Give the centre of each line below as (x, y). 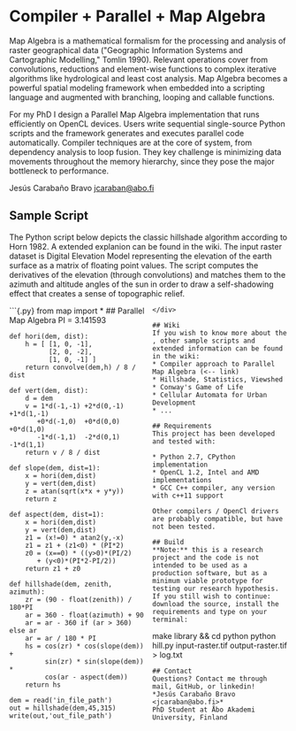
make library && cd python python (214, 635)
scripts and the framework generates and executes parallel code (127, 133)
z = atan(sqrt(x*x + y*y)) (75, 491)
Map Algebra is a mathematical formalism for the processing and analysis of (148, 41)
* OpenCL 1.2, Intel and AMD (206, 472)
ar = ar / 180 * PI (61, 638)
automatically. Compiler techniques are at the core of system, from (131, 142)
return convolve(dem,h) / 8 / (81, 367)
